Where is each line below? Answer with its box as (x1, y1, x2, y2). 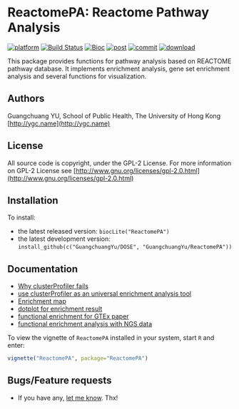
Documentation (7, 263, 78, 275)
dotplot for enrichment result (17, 304, 103, 314)
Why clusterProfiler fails (17, 282, 89, 291)
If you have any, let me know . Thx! (17, 393, 118, 402)
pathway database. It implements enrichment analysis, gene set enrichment (7, 64, 230, 73)
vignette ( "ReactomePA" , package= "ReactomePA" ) (7, 355, 148, 362)
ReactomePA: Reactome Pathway (7, 4, 209, 21)
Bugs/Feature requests (7, 375, 112, 387)
